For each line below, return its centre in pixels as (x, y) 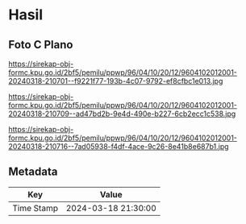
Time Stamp (35, 208)
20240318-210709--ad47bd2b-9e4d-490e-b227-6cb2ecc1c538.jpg (122, 114)
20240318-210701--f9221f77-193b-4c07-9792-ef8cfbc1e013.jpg (116, 81)
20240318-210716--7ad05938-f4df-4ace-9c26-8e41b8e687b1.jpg (119, 146)
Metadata (33, 172)
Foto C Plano (41, 45)
